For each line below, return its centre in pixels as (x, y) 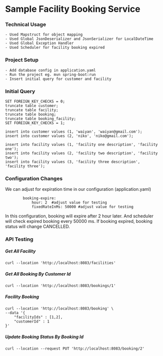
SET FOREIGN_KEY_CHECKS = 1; (35, 123)
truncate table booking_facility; (41, 119)
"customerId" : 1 (32, 321)
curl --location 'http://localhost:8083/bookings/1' (61, 286)
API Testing (19, 239)
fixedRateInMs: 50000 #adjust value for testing (82, 207)
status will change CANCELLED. (38, 227)
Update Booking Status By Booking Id (44, 337)
